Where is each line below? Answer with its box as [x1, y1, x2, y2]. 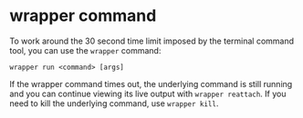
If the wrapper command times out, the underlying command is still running [9, 78, 293, 89]
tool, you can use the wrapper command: [9, 44, 162, 55]
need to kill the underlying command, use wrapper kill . [9, 97, 219, 109]
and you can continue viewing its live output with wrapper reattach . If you [9, 88, 287, 99]
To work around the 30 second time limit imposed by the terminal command [9, 35, 295, 46]
